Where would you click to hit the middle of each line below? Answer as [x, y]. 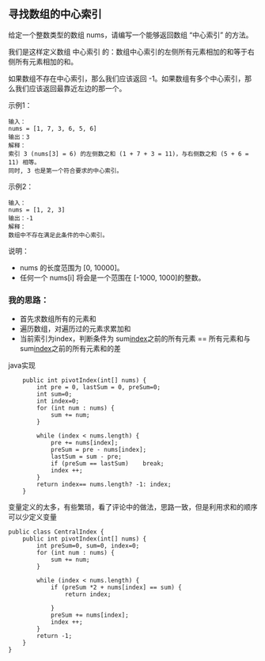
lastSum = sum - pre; [86, 457]
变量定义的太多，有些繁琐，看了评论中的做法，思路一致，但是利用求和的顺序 [133, 507]
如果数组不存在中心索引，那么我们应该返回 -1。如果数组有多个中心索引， [127, 78]
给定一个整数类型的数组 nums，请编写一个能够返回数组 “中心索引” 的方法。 [131, 35]
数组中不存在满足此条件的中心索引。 [59, 235]
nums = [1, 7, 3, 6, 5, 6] [53, 128]
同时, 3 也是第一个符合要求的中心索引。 [65, 170]
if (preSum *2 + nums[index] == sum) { [116, 588]
